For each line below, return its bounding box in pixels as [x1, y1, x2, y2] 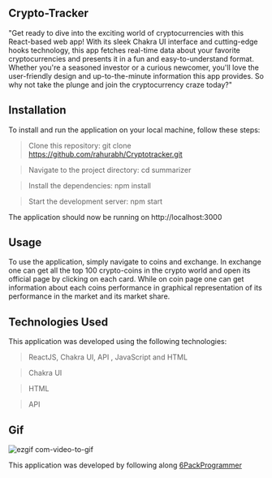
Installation [8, 103, 67, 117]
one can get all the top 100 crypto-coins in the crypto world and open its [8, 265, 251, 275]
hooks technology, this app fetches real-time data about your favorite [8, 45, 241, 55]
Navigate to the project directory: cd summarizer [28, 165, 192, 174]
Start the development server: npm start [28, 196, 163, 206]
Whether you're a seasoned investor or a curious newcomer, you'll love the [8, 62, 260, 72]
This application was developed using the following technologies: [8, 337, 227, 347]
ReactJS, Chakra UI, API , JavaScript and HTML [28, 352, 188, 362]
